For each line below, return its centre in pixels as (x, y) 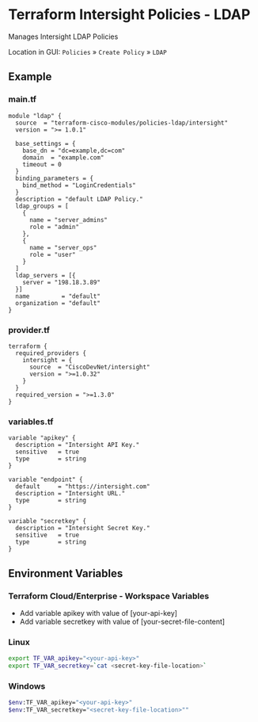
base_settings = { (46, 143)
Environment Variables (66, 573)
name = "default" (58, 296)
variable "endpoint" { (46, 480)
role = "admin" (54, 227)
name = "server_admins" (68, 220)
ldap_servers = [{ (46, 275)
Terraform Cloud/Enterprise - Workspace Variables (109, 596)
